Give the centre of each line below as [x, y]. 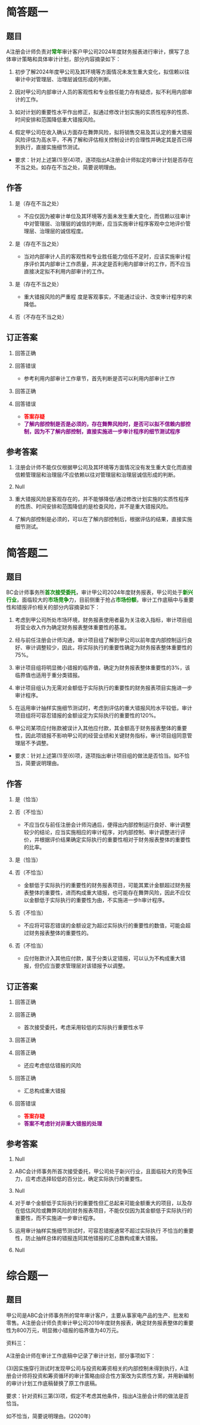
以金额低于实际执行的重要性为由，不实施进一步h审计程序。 [96, 900]
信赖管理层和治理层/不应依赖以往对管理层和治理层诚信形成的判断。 [96, 475]
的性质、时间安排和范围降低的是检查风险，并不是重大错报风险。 [93, 507]
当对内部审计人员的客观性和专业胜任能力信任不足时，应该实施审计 [104, 256]
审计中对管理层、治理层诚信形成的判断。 [64, 79]
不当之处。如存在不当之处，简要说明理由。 [67, 167]
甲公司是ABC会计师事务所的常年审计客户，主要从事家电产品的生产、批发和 [98, 1315]
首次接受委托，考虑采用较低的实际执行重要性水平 [84, 1027]
